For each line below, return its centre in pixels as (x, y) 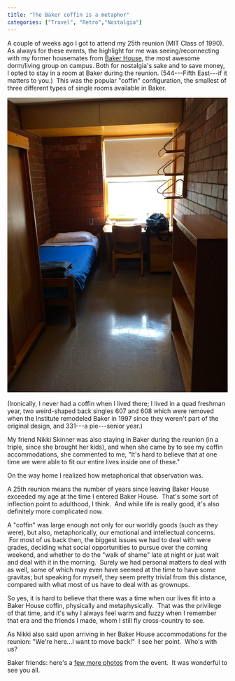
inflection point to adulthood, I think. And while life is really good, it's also (113, 504)
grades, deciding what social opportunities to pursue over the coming (108, 547)
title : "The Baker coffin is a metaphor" (69, 15)
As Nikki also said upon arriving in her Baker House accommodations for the (117, 634)
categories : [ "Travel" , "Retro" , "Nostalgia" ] (74, 22)
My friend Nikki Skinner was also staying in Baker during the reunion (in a (113, 439)
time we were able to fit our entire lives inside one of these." (94, 461)
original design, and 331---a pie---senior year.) (75, 426)
